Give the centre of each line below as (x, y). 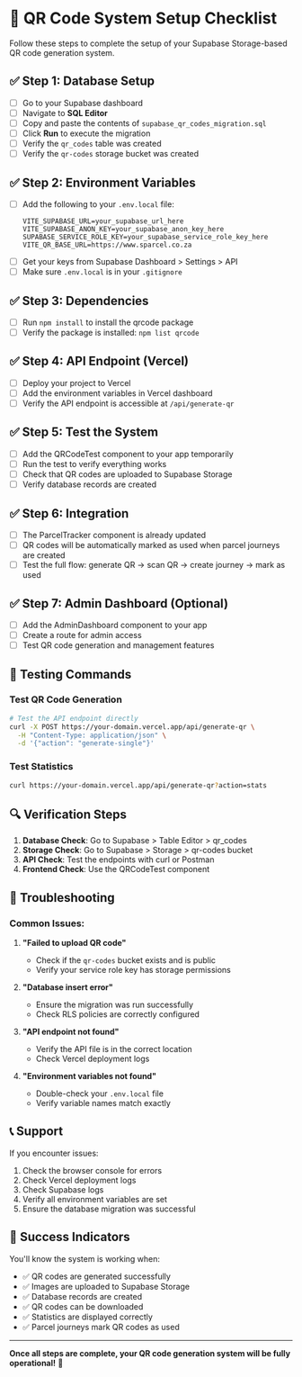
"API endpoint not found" (71, 1031)
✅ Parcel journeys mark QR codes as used (101, 1327)
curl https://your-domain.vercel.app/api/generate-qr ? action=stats (138, 785)
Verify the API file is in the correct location (114, 1048)
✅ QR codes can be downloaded (83, 1306)
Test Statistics (41, 767)
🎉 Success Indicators (70, 1237)
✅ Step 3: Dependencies (79, 301)
